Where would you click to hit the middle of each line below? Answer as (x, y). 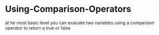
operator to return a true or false (38, 28)
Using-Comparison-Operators (68, 9)
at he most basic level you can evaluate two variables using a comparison (80, 23)
